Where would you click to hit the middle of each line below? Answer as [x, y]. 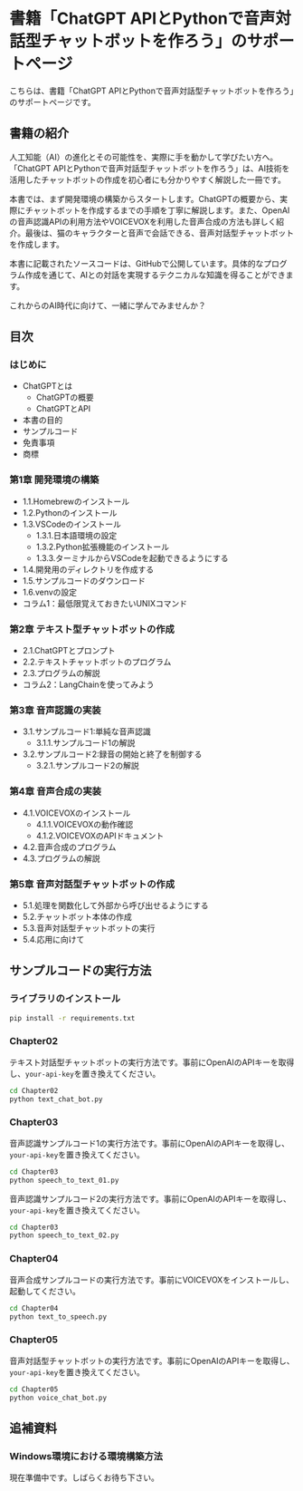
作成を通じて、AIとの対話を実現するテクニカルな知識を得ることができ [156, 275]
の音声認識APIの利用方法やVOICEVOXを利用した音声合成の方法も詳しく [143, 221]
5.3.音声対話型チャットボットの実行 [89, 928]
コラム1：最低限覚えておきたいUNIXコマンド [105, 603]
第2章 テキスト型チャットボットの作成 [92, 629]
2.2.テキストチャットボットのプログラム [97, 662]
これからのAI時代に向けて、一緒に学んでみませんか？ [108, 305]
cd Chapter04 [34, 1308]
